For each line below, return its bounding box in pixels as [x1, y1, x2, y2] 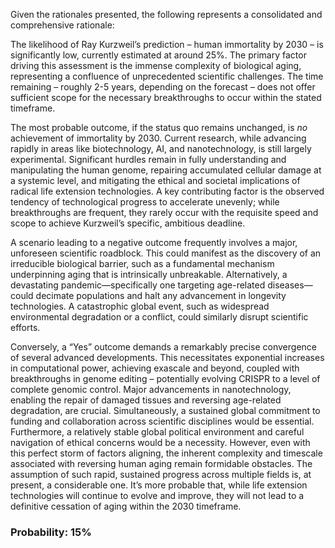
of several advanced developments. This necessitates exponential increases [10, 352, 325, 363]
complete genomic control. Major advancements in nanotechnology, [10, 384, 292, 395]
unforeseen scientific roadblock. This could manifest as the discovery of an [10, 247, 322, 259]
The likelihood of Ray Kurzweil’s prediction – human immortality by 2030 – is [10, 39, 324, 50]
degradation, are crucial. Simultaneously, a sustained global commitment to [10, 405, 321, 416]
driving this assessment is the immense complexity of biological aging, [10, 60, 302, 71]
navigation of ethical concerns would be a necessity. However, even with [10, 437, 311, 448]
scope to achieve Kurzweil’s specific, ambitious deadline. [10, 217, 246, 229]
